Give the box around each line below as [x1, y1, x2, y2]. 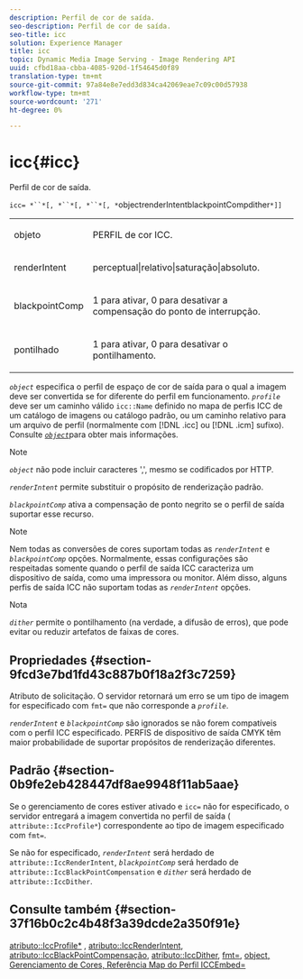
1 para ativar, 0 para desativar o [92, 338, 228, 351]
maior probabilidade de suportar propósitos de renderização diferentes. [9, 737, 276, 747]
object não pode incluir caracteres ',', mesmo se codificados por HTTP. [9, 464, 274, 475]
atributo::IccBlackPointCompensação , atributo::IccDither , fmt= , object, [9, 949, 271, 960]
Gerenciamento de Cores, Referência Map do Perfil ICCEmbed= [9, 959, 246, 970]
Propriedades [9, 653, 87, 668]
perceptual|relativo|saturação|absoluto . [92, 261, 260, 274]
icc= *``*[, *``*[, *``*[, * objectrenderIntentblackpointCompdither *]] [9, 199, 282, 210]
